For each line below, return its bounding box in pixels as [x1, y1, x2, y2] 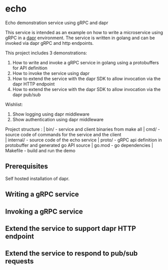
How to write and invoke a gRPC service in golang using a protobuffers [12, 59, 159, 65]
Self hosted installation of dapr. [5, 175, 70, 182]
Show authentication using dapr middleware [12, 116, 104, 122]
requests [5, 257, 34, 265]
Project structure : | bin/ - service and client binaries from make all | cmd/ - [5, 126, 160, 132]
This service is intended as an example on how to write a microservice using [5, 29, 163, 35]
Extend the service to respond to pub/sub [5, 249, 138, 258]
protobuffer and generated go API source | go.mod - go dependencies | [5, 142, 153, 148]
